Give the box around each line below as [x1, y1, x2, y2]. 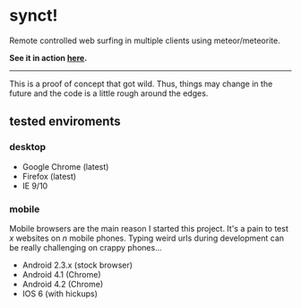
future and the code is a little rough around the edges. [9, 87, 209, 99]
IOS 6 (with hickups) [21, 288, 99, 299]
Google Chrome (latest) [21, 161, 109, 172]
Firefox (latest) [21, 171, 77, 181]
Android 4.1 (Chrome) [21, 268, 101, 279]
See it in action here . [9, 52, 88, 63]
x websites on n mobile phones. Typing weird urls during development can [9, 233, 285, 243]
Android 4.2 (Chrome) [21, 278, 104, 289]
